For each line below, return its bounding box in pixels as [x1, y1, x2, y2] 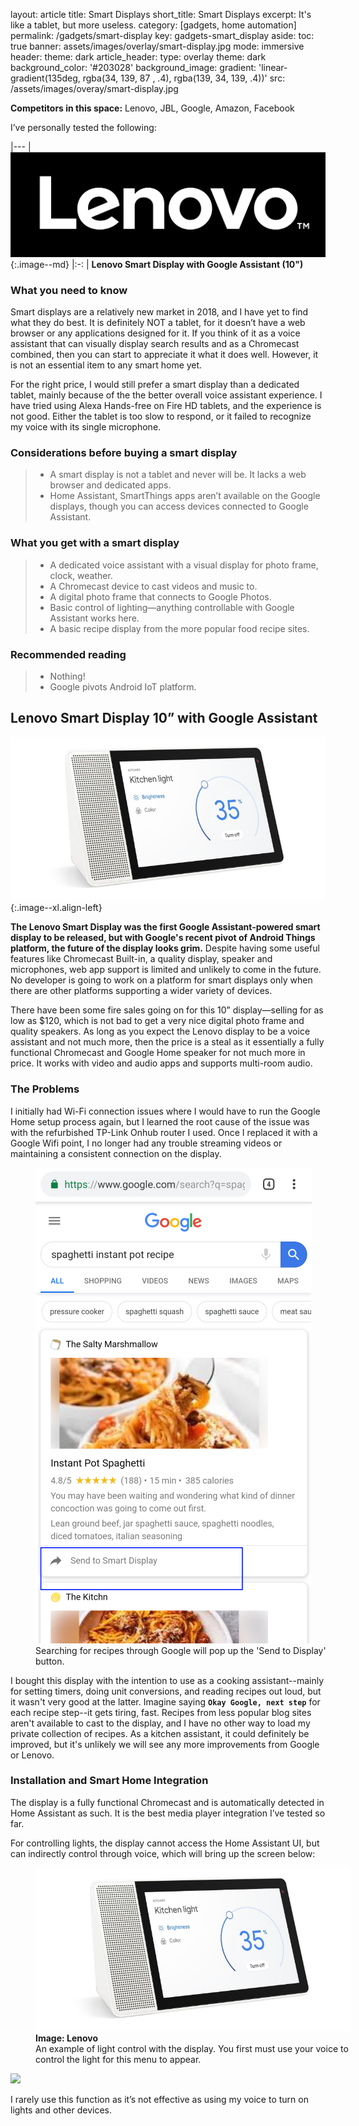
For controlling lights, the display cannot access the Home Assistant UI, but [10, 1837, 320, 1849]
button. [35, 1655, 65, 1667]
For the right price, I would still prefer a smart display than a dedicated [10, 379, 300, 391]
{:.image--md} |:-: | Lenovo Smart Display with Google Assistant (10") [10, 258, 304, 270]
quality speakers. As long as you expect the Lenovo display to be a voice [10, 1025, 311, 1038]
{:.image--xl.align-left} [10, 902, 103, 914]
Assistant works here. [49, 612, 140, 624]
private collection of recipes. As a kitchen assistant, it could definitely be [10, 1727, 310, 1739]
